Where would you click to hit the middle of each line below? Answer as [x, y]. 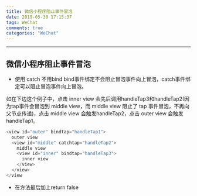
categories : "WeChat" [33, 33]
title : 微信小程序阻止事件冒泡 [39, 11]
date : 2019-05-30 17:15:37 [39, 17]
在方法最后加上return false [47, 187]
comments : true [25, 28]
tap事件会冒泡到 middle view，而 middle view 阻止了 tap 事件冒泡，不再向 [100, 106]
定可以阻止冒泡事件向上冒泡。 [50, 86]
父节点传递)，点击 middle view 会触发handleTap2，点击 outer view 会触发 [95, 113]
